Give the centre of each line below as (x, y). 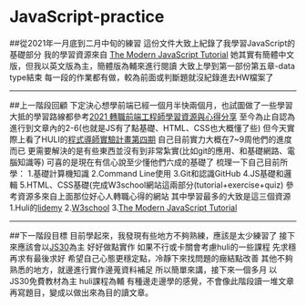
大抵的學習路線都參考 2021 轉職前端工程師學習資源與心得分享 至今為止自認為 (153, 117)
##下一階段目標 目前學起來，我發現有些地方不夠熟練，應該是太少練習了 (143, 235)
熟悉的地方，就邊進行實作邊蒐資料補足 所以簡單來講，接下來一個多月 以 (143, 270)
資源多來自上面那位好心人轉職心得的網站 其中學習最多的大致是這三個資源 (154, 196)
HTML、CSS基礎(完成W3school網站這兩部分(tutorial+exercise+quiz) (155, 185)
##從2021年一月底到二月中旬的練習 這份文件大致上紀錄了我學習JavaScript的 (153, 43)
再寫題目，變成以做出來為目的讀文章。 (81, 292)
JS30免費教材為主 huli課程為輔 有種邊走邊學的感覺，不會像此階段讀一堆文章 (152, 280)
